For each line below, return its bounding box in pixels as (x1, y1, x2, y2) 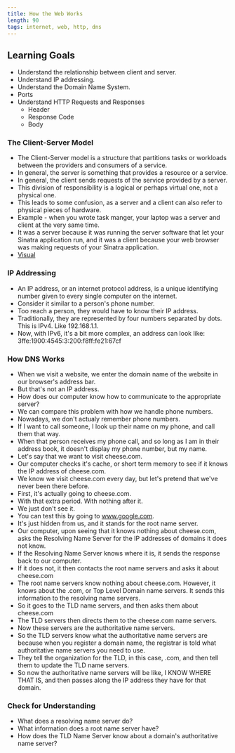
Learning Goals (7, 49, 76, 61)
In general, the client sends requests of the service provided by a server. (17, 176, 228, 185)
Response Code (27, 113, 75, 122)
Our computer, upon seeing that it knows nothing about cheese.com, (17, 527, 217, 535)
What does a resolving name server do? (17, 717, 133, 726)
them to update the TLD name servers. (17, 661, 130, 669)
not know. (17, 542, 46, 550)
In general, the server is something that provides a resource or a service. (17, 169, 228, 177)
